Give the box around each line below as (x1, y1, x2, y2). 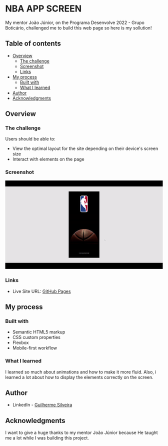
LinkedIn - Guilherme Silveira (12, 402, 72, 408)
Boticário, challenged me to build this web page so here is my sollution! (5, 24, 152, 30)
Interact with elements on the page (12, 156, 84, 162)
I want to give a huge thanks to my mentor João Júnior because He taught (5, 429, 158, 435)
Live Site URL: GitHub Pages (12, 288, 71, 294)
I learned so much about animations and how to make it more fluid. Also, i (5, 368, 156, 375)
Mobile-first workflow (12, 345, 57, 351)
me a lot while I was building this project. (5, 435, 89, 441)
